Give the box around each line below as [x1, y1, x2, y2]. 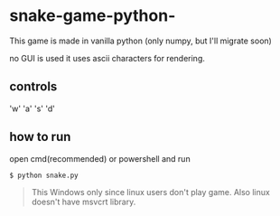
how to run [9, 129, 71, 145]
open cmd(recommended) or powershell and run [9, 153, 191, 164]
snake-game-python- [9, 5, 176, 26]
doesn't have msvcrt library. [31, 196, 136, 207]
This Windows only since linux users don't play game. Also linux [31, 186, 271, 197]
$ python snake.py [9, 171, 79, 180]
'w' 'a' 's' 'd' [9, 103, 56, 114]
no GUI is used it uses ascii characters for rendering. [9, 52, 205, 63]
